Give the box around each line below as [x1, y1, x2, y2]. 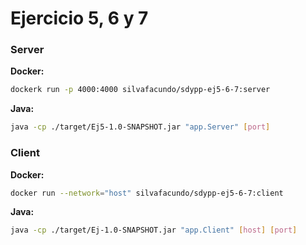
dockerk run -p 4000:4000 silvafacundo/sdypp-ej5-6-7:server [10, 85, 271, 95]
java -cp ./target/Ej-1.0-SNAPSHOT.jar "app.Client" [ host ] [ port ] [10, 225, 298, 236]
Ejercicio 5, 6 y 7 [10, 7, 149, 30]
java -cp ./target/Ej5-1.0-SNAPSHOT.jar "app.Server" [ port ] [10, 122, 271, 132]
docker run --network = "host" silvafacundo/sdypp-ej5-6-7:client [10, 188, 284, 198]
